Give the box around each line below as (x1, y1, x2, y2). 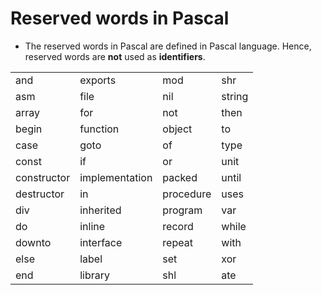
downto (15, 235, 52, 249)
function (79, 122, 120, 136)
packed (162, 170, 198, 184)
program (162, 203, 203, 217)
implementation (79, 170, 153, 184)
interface (79, 235, 123, 249)
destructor (15, 187, 65, 201)
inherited (79, 203, 122, 217)
